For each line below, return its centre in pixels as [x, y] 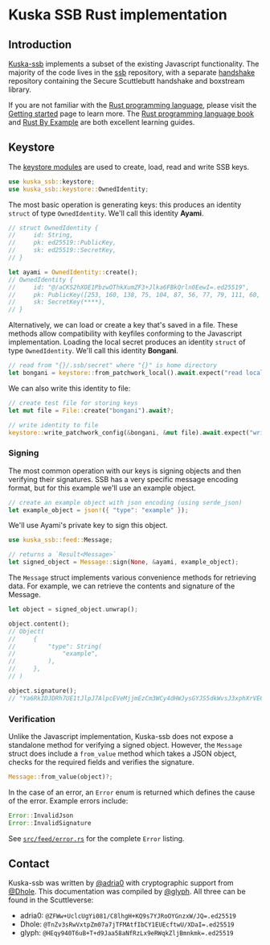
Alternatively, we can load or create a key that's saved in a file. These [123, 325]
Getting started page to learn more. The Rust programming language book [131, 113]
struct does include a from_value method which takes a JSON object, [123, 753]
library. [20, 89]
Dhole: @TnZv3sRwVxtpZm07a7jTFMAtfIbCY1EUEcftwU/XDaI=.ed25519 [127, 924]
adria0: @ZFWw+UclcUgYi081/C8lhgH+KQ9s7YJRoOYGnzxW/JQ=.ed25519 [128, 916]
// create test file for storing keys [73, 403]
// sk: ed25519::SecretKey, [62, 250]
